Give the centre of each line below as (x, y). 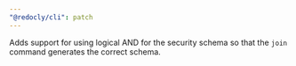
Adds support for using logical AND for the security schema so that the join (148, 42)
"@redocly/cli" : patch (51, 17)
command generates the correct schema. (85, 51)
